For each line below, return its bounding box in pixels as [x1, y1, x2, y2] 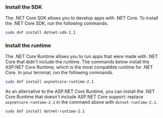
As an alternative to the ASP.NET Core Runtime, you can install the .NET [5, 88, 155, 94]
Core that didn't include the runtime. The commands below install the [5, 59, 149, 65]
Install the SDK [5, 4, 43, 11]
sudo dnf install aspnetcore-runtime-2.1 [5, 79, 94, 84]
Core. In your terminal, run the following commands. [5, 70, 114, 76]
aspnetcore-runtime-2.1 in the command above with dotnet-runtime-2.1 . [5, 99, 158, 105]
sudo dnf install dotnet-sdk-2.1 [5, 30, 76, 35]
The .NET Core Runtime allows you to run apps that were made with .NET [5, 53, 158, 60]
